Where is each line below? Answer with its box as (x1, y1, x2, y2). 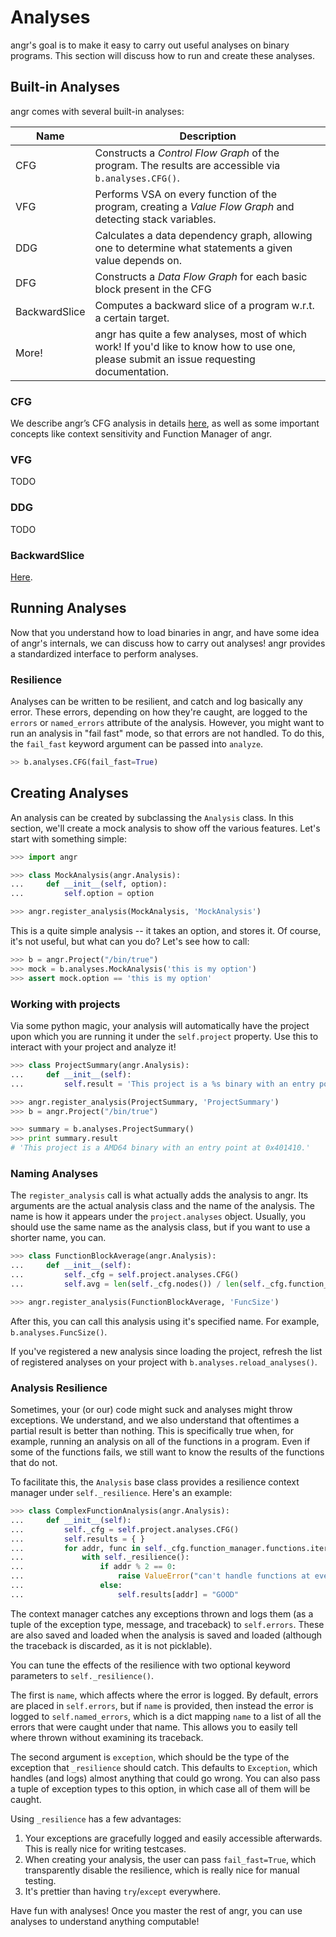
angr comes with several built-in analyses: (10, 105, 185, 117)
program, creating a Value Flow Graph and (94, 199, 295, 213)
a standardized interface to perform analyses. (10, 647, 199, 660)
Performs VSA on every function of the (94, 187, 278, 201)
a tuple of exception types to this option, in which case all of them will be (10, 1782, 311, 1795)
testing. (24, 1874, 57, 1886)
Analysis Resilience (10, 1381, 108, 1395)
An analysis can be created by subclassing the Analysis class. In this (10, 811, 294, 823)
